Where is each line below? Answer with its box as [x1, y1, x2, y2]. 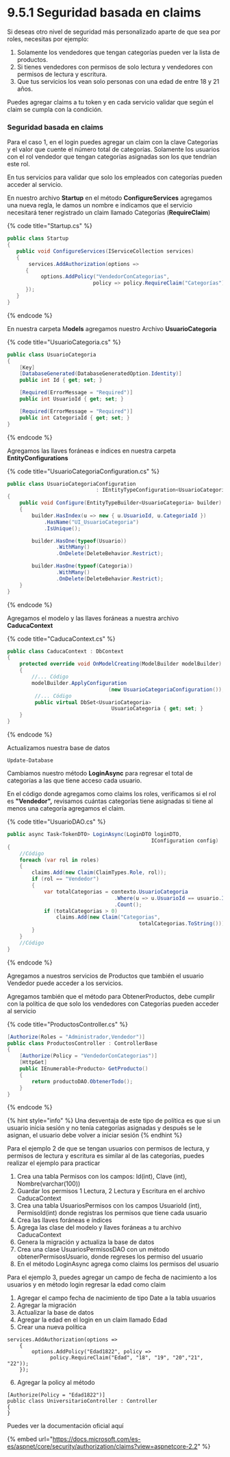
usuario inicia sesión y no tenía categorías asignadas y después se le [7, 1124, 202, 1132]
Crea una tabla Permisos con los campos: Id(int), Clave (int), [16, 1173, 187, 1181]
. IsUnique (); [43, 525, 81, 532]
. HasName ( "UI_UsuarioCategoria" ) [43, 519, 139, 526]
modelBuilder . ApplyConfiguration [31, 679, 127, 686]
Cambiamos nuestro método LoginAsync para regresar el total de [7, 769, 193, 778]
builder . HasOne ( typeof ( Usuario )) [31, 537, 127, 544]
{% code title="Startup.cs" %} [7, 222, 92, 230]
